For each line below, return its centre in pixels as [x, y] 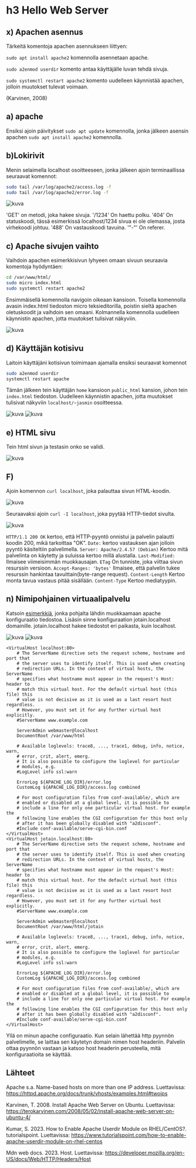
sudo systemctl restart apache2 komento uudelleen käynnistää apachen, [95, 80]
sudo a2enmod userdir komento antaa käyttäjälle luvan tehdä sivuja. [87, 69]
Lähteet [21, 1073]
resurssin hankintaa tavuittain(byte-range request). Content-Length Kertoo [95, 574]
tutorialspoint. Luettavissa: [38, 1135]
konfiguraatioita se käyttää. [39, 1054]
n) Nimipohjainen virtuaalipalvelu [68, 599]
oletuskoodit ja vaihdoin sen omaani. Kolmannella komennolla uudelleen [93, 312]
